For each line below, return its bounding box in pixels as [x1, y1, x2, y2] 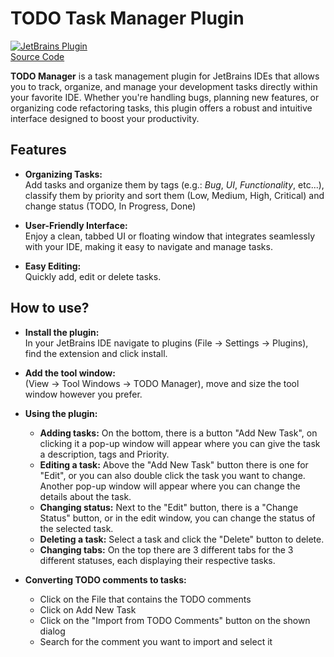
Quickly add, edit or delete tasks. [24, 270, 162, 282]
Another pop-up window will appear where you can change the [39, 480, 301, 492]
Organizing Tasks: [24, 168, 103, 180]
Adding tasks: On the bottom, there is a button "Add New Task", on [39, 427, 318, 439]
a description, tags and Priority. [39, 448, 170, 460]
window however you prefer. [24, 388, 143, 400]
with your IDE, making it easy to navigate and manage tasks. [24, 240, 273, 252]
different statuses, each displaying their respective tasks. [39, 554, 276, 566]
